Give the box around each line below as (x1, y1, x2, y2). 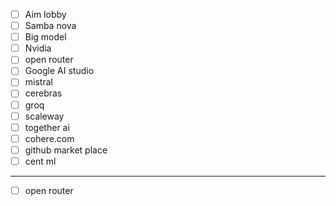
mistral (24, 76, 53, 88)
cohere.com (24, 132, 75, 144)
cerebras (24, 87, 63, 99)
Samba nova (24, 20, 77, 32)
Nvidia (24, 42, 52, 54)
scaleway (24, 110, 65, 122)
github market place (24, 144, 108, 156)
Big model (24, 31, 67, 43)
